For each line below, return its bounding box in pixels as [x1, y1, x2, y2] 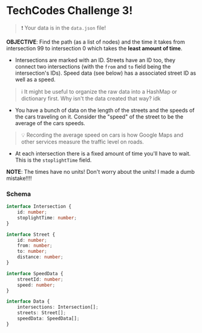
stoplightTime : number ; [17, 215, 77, 221]
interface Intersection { [6, 204, 71, 210]
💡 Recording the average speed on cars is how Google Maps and [21, 131, 183, 139]
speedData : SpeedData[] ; [17, 315, 80, 322]
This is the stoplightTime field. [15, 156, 92, 163]
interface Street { [6, 232, 56, 238]
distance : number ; [17, 254, 64, 260]
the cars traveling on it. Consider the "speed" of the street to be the [15, 113, 183, 120]
